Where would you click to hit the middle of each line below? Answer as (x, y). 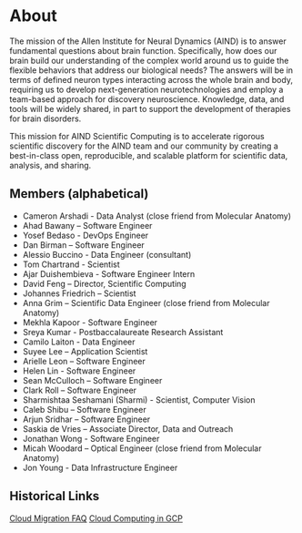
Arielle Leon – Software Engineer (84, 361)
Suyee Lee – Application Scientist (85, 351)
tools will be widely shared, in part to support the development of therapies (150, 108)
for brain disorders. (45, 118)
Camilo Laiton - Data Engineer (79, 342)
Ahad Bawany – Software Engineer (87, 225)
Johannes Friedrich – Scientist (79, 293)
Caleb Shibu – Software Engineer (85, 409)
